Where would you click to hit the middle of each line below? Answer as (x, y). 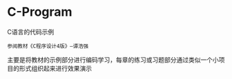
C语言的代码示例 (31, 32)
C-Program (40, 12)
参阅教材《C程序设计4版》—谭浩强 (48, 46)
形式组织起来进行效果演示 (55, 68)
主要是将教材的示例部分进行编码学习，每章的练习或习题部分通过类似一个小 (113, 60)
